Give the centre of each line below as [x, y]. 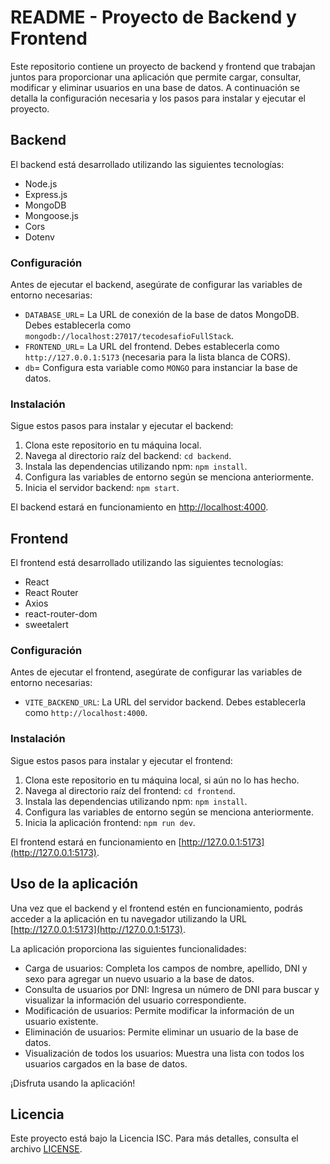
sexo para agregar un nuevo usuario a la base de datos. [139, 978]
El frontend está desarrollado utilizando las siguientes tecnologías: [147, 563]
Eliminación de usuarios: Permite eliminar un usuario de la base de [161, 1032]
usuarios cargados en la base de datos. [106, 1063]
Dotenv [39, 237]
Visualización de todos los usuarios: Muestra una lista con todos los [164, 1053]
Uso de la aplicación [74, 884]
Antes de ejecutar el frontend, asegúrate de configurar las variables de [156, 672]
